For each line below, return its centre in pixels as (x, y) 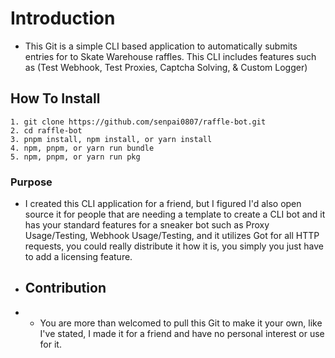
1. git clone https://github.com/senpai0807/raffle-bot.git (138, 122)
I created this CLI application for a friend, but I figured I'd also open (163, 204)
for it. (50, 344)
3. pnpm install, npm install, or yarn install (111, 139)
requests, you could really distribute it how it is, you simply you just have (174, 246)
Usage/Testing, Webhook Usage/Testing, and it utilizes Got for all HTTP (172, 236)
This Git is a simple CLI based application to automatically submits (161, 46)
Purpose (31, 182)
